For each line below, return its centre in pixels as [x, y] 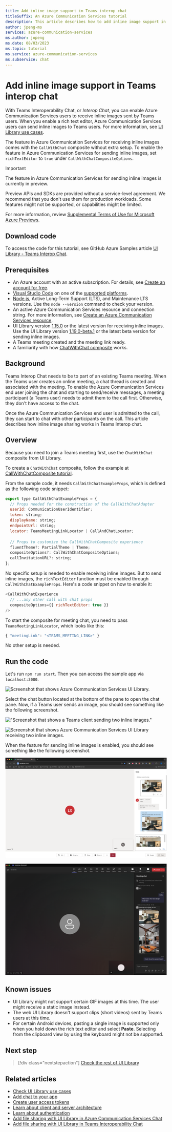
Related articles [31, 1079]
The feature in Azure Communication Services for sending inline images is [83, 178]
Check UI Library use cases [42, 1091]
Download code [31, 236]
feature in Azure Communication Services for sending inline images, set [81, 153]
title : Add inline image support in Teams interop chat [66, 11]
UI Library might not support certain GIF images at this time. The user [86, 1002]
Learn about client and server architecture [57, 1107]
